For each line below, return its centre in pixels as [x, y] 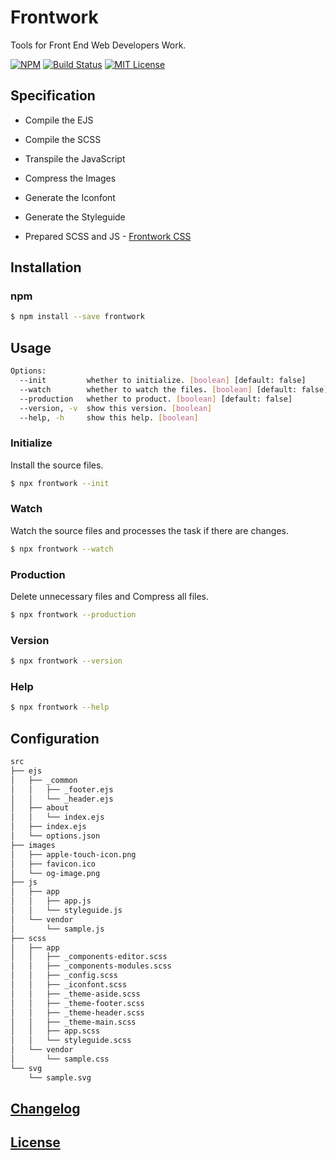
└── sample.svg [60, 1077]
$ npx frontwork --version [66, 661]
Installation [46, 267]
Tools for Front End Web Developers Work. [98, 45]
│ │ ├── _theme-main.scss [73, 1022]
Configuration [55, 738]
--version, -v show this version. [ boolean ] [116, 408]
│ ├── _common [44, 780]
